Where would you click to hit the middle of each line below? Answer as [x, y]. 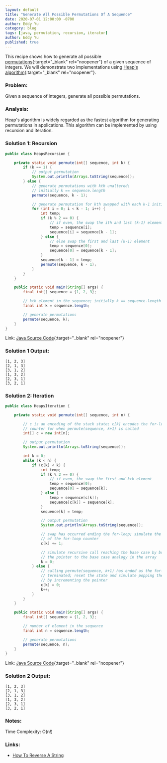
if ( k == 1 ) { [38, 168]
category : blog [21, 28]
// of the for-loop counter [70, 539]
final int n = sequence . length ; [57, 631]
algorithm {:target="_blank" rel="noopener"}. [51, 72]
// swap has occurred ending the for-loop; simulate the [101, 534]
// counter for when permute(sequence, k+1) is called [81, 429]
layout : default [22, 10]
